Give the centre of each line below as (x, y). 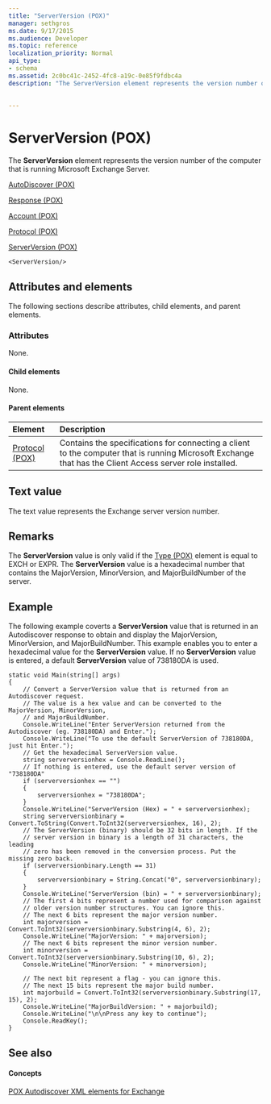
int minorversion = (56, 951)
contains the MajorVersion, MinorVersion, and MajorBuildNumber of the (127, 573)
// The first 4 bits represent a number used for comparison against (142, 901)
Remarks (31, 536)
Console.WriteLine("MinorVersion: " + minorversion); (115, 964)
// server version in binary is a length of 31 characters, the (133, 838)
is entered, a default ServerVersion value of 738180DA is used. (114, 660)
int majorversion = (56, 923)
